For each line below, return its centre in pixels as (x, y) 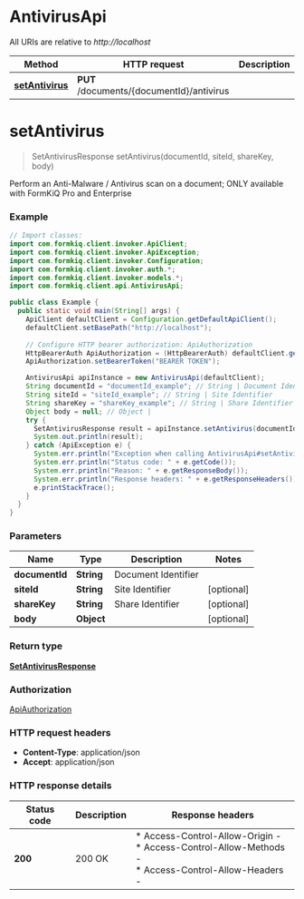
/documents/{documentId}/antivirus (153, 91)
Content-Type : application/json (81, 752)
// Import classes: (46, 236)
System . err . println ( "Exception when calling (119, 454)
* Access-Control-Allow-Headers (209, 870)
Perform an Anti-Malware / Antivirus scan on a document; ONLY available (147, 183)
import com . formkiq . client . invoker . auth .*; (93, 269)
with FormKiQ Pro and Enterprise (71, 193)
